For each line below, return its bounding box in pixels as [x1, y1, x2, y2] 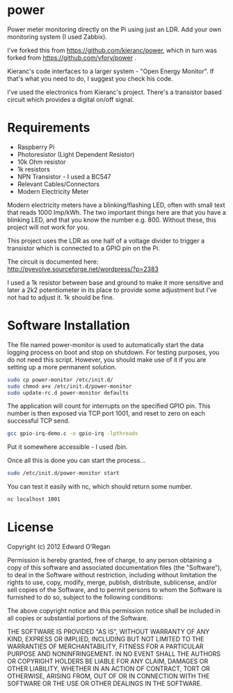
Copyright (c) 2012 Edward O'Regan [7, 542, 111, 551]
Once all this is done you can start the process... [7, 456, 146, 465]
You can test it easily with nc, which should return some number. [7, 482, 193, 491]
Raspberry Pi [17, 142, 55, 151]
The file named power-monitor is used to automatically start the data [7, 340, 204, 349]
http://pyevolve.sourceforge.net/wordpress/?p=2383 [7, 264, 159, 273]
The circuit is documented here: [7, 257, 99, 266]
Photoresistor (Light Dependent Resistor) [17, 150, 135, 158]
